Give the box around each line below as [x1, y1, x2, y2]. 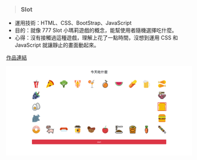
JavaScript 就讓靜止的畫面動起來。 [14, 41, 99, 49]
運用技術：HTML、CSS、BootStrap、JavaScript [14, 19, 132, 27]
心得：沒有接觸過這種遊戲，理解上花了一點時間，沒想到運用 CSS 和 [14, 34, 178, 41]
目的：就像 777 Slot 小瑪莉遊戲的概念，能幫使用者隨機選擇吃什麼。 [14, 27, 178, 34]
